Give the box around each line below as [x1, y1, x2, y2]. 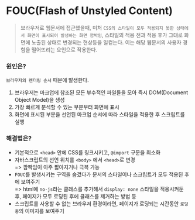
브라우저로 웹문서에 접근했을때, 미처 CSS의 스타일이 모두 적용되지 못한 [20, 24, 174, 31]
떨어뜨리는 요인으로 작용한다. [31, 46, 98, 53]
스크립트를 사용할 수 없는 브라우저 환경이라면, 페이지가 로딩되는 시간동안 [14, 200, 179, 207]
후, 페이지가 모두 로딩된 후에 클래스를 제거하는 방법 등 [14, 192, 136, 200]
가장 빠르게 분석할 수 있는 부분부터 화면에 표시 [14, 104, 119, 111]
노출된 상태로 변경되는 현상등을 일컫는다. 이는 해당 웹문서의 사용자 [31, 39, 182, 46]
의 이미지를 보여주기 [18, 207, 64, 214]
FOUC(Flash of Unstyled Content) [6, 4, 173, 18]
